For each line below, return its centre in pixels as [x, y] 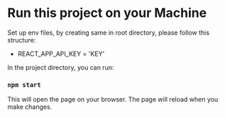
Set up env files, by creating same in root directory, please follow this [109, 33]
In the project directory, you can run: [61, 67]
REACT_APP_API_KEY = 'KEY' [61, 54]
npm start [24, 85]
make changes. [30, 107]
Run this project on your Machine [107, 13]
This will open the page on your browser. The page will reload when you [113, 100]
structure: [22, 40]
